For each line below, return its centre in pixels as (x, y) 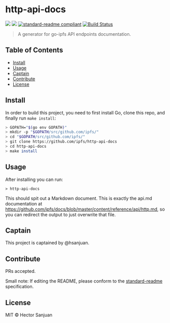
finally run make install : (31, 118)
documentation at (24, 203)
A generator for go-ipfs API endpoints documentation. (74, 34)
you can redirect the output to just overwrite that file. (61, 214)
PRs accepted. (21, 271)
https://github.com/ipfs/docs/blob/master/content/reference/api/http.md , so (85, 209)
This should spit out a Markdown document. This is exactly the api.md (79, 198)
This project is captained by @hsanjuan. (47, 243)
